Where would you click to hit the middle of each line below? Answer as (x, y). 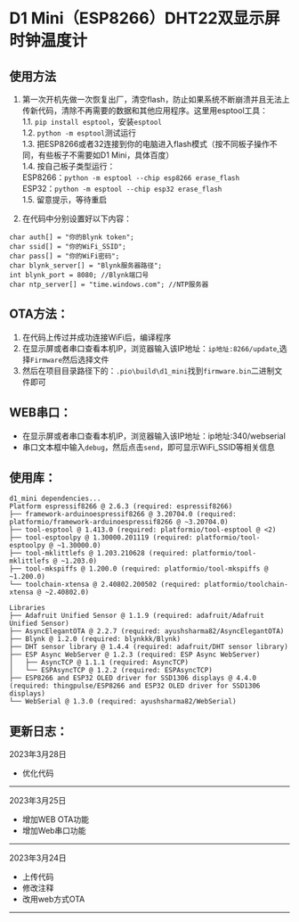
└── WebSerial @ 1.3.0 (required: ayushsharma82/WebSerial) (123, 702)
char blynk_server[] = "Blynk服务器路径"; (86, 266)
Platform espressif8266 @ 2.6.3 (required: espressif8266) (121, 506)
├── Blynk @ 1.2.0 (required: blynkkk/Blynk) (95, 639)
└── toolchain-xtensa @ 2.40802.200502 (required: (105, 585)
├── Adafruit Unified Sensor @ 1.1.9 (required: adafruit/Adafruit (137, 616)
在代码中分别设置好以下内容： (77, 218)
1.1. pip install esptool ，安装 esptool (92, 122)
